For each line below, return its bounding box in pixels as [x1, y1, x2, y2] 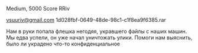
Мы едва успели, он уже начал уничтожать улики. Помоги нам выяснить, [6, 34, 193, 41]
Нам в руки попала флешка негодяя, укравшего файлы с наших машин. [6, 28, 187, 35]
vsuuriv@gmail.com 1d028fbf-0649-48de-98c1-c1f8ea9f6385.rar [6, 16, 167, 23]
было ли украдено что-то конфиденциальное [6, 41, 120, 47]
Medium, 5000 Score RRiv [6, 5, 70, 12]
